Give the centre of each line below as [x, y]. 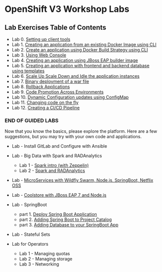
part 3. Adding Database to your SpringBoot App [69, 225]
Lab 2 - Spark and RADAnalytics [52, 171]
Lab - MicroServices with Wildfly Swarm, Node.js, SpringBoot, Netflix [82, 180]
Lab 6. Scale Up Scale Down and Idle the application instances [76, 76]
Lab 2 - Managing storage [46, 259]
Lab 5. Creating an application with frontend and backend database [81, 66]
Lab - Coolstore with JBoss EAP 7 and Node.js [59, 195]
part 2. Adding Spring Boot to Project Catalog [65, 219]
